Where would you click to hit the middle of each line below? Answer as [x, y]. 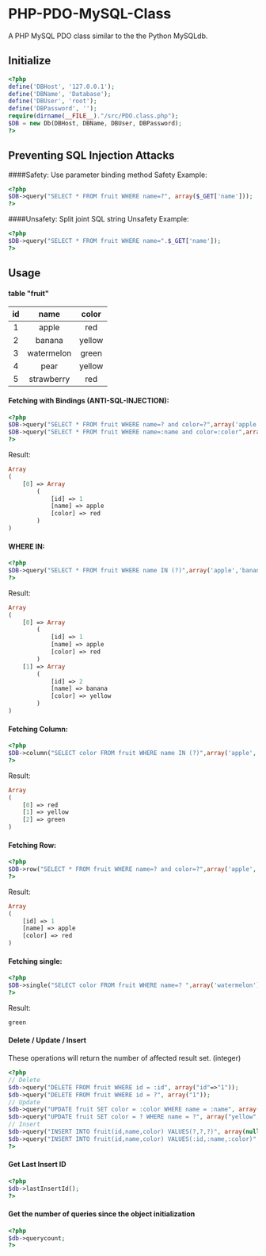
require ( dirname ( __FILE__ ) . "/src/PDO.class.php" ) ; [93, 116]
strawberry [49, 379]
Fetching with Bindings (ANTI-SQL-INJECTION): [89, 401]
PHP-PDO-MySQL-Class [90, 14]
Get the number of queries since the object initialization [102, 1214]
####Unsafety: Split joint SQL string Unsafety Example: [99, 219]
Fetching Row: [32, 845]
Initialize [30, 61]
